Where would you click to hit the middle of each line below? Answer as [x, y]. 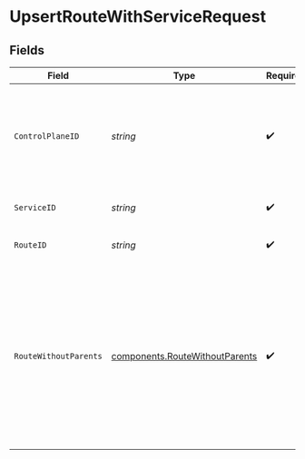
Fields [27, 50]
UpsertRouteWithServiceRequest [138, 17]
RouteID [30, 245]
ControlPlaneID [47, 137]
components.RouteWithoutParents [184, 356]
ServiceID [35, 207]
